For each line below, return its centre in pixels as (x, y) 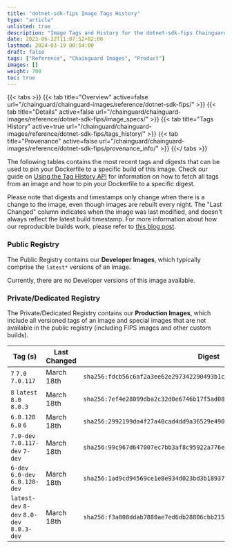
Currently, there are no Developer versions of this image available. (101, 280)
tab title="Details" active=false (51, 112)
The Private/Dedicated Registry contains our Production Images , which (109, 313)
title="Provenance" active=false (52, 141)
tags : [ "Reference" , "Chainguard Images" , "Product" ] (86, 59)
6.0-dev (23, 475)
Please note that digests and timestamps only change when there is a (106, 197)
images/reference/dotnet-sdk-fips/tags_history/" (77, 134)
